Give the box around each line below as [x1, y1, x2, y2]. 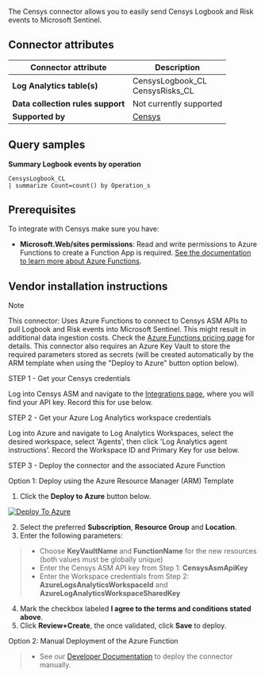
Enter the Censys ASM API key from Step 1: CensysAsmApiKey [39, 563, 248, 573]
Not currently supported [132, 98, 223, 109]
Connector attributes [8, 38, 115, 52]
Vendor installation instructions [8, 279, 168, 293]
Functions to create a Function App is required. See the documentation [19, 248, 252, 258]
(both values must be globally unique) [39, 554, 163, 564]
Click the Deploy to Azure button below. [19, 492, 152, 501]
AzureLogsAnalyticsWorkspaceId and [39, 580, 168, 589]
